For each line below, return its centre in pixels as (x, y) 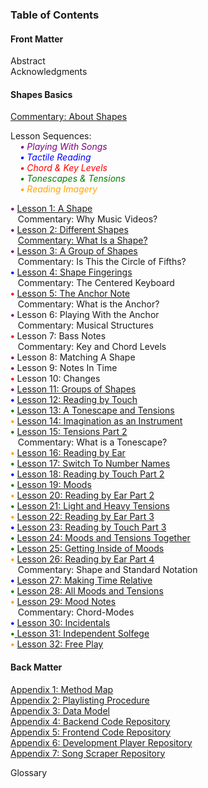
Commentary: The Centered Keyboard (96, 283)
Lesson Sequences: (51, 136)
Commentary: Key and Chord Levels (92, 347)
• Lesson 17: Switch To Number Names (90, 464)
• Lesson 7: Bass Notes (58, 336)
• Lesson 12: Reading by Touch (74, 400)
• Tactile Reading (55, 157)
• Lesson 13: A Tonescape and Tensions (92, 410)
